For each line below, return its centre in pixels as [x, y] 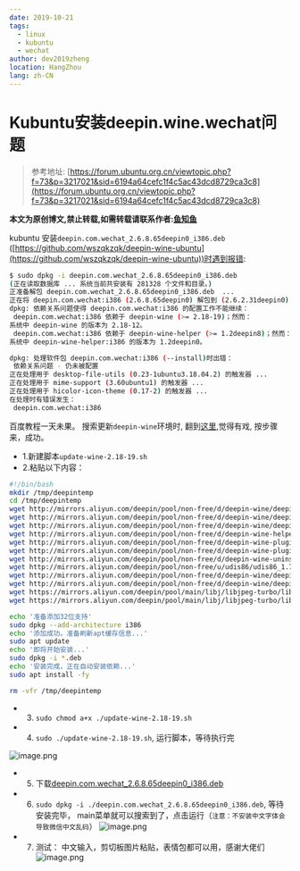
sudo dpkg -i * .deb [46, 658]
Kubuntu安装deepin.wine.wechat [135, 122]
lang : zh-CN [31, 76]
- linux [32, 34]
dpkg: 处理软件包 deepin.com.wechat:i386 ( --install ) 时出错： [121, 358]
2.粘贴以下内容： [53, 467]
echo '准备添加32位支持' [50, 616]
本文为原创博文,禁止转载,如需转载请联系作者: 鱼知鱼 [104, 219]
